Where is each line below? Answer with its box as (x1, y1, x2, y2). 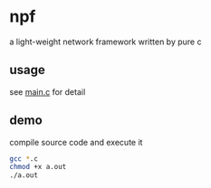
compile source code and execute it (9, 136, 143, 147)
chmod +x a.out (9, 163, 67, 172)
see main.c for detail (9, 86, 86, 97)
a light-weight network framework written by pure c (9, 36, 202, 47)
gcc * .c (9, 154, 39, 164)
